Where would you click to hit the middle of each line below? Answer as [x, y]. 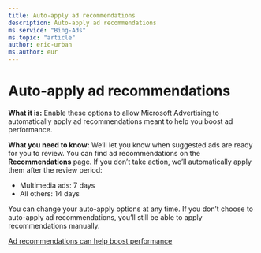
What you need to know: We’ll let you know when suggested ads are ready [130, 145]
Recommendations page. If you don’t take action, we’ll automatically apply [130, 162]
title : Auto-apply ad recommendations [72, 15]
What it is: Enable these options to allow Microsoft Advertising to [114, 113]
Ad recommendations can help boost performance [90, 240]
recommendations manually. [54, 225]
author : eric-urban [40, 45]
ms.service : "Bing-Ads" [47, 30]
